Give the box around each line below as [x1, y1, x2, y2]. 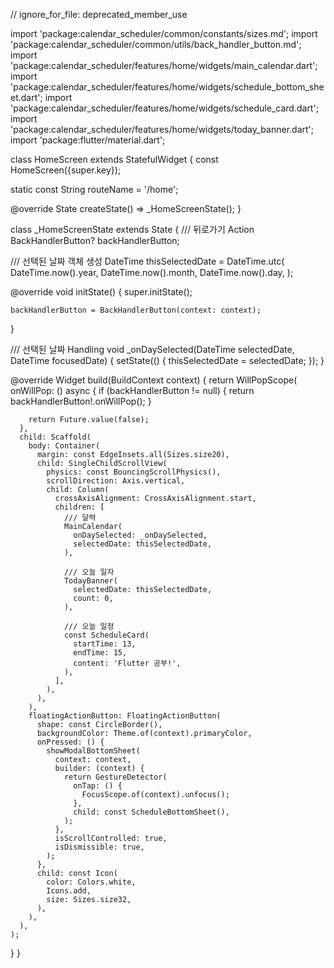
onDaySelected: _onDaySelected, [73, 530, 208, 540]
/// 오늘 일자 [63, 567, 115, 577]
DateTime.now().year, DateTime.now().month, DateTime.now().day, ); [10, 267, 294, 278]
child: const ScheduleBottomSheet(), [73, 807, 230, 817]
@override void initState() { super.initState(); [10, 286, 193, 298]
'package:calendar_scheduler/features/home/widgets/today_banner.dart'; [10, 124, 315, 135]
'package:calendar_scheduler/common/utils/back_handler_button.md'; [10, 39, 302, 50]
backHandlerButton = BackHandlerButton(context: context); [10, 305, 262, 315]
